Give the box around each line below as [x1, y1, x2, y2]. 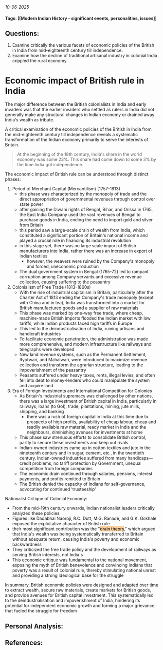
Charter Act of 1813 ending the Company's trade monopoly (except [19, 295, 154, 300]
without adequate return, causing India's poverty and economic [12, 536, 140, 542]
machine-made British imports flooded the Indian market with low [19, 315, 151, 321]
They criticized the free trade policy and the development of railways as [12, 547, 157, 552]
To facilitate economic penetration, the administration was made [19, 336, 148, 342]
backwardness [12, 541, 42, 548]
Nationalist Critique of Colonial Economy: [5, 496, 88, 502]
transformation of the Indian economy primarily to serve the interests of [5, 137, 148, 143]
